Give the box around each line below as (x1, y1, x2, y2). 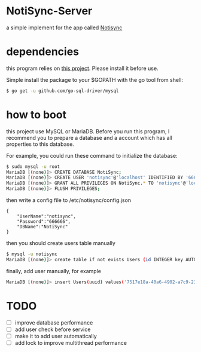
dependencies (6, 45, 80, 59)
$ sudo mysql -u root (6, 163, 60, 170)
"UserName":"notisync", (17, 213, 77, 219)
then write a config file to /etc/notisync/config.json (6, 197, 132, 204)
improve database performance (14, 319, 93, 326)
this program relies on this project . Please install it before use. (6, 65, 159, 72)
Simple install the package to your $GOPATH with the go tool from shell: (6, 76, 184, 83)
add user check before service (14, 326, 91, 333)
